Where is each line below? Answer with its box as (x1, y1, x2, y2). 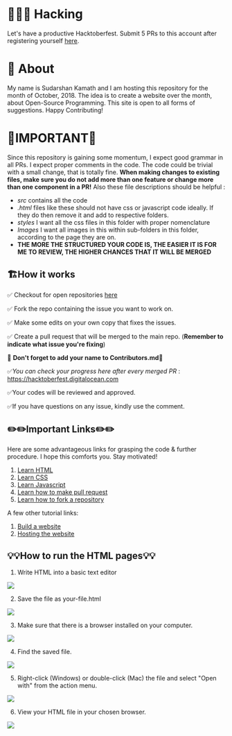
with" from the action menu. (17, 681, 98, 690)
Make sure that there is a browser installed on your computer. (17, 621, 193, 630)
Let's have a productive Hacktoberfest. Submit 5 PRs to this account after (7, 29, 217, 37)
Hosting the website (17, 530, 75, 538)
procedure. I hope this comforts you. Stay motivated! (7, 452, 158, 461)
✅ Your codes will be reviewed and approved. (7, 388, 136, 396)
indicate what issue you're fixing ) (7, 340, 106, 348)
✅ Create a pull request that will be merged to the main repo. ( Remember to (7, 332, 224, 341)
